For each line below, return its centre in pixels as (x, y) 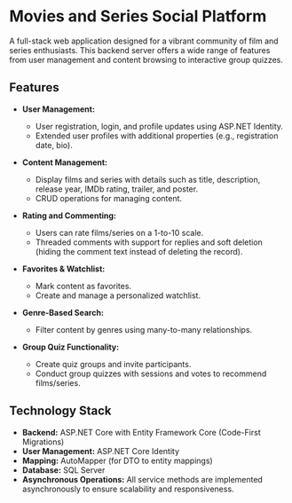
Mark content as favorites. (83, 286)
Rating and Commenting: (69, 216)
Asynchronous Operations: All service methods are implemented (142, 479)
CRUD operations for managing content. (109, 198)
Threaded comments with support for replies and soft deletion (149, 242)
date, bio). (54, 145)
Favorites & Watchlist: (63, 269)
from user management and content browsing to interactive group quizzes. (146, 59)
